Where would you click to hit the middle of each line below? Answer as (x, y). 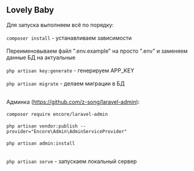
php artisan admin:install (41, 143)
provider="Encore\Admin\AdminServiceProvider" (67, 131)
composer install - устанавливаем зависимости (69, 38)
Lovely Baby (30, 10)
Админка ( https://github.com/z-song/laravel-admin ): (73, 102)
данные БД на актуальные (41, 57)
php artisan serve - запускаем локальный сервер (72, 161)
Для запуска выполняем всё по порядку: (60, 25)
